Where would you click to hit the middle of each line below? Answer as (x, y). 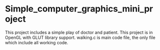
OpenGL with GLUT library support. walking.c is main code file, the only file (80, 37)
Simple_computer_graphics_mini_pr (79, 9)
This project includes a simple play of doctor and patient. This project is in (79, 32)
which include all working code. (37, 42)
